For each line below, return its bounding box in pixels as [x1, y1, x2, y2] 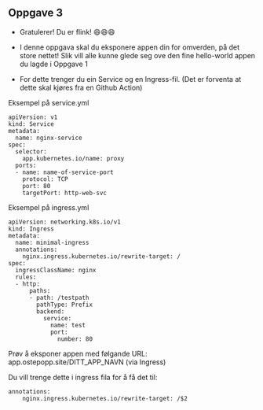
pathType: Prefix [36, 301, 93, 308]
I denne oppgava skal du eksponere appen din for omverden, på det [19, 42, 240, 52]
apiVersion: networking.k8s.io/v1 [8, 218, 122, 226]
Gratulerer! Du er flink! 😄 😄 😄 [19, 27, 115, 36]
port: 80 [22, 182, 51, 190]
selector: [15, 147, 47, 156]
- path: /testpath [28, 294, 89, 301]
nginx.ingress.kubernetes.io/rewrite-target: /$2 [22, 394, 188, 402]
